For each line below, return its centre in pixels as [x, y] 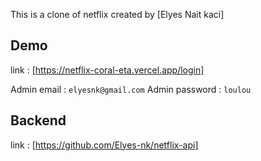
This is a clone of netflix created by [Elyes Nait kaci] [117, 14]
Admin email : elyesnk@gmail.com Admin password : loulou [131, 89]
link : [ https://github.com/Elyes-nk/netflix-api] [104, 145]
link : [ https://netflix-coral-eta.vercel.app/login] [107, 70]
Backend [38, 120]
